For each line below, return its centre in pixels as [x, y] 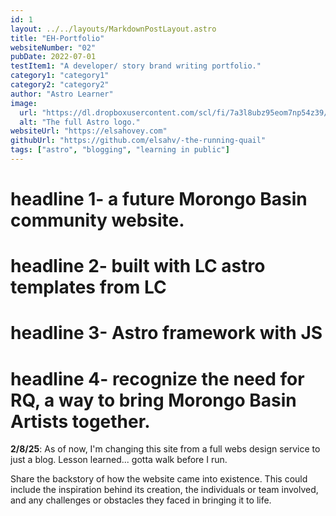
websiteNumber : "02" [53, 47]
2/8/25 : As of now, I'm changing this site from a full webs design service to [165, 449]
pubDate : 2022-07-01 [53, 57]
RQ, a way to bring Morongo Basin [153, 400]
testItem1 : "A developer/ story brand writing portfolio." [136, 66]
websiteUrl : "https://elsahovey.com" [89, 131]
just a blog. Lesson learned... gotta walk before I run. [119, 460]
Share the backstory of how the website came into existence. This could [159, 479]
